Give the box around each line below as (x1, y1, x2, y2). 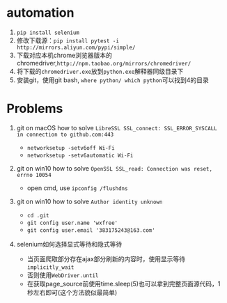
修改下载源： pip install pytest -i (16, 36, 120, 45)
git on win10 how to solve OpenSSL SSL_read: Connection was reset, (16, 164, 213, 172)
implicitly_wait (26, 263, 75, 271)
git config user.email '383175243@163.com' (26, 226, 156, 234)
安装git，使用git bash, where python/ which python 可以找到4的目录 (16, 75, 210, 84)
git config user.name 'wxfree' (26, 219, 118, 226)
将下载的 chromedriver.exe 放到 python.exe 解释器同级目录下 (16, 67, 184, 75)
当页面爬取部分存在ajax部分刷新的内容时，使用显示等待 (26, 254, 186, 263)
